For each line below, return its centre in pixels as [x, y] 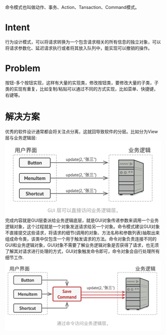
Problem [23, 69]
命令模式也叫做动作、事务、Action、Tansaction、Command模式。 [72, 7]
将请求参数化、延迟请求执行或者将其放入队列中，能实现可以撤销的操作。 [79, 48]
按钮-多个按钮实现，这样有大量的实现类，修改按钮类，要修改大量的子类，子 [82, 83]
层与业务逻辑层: [21, 138]
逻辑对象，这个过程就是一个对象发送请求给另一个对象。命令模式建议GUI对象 [83, 226]
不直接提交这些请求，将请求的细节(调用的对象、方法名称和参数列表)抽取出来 [83, 233]
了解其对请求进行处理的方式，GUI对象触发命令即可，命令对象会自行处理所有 [83, 251]
